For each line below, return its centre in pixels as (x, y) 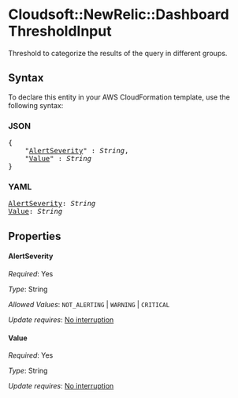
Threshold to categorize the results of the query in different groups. (118, 53)
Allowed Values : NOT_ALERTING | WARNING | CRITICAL (89, 304)
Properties (35, 236)
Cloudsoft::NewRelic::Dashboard (119, 15)
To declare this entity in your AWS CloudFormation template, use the (119, 97)
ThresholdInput (60, 31)
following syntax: (36, 105)
